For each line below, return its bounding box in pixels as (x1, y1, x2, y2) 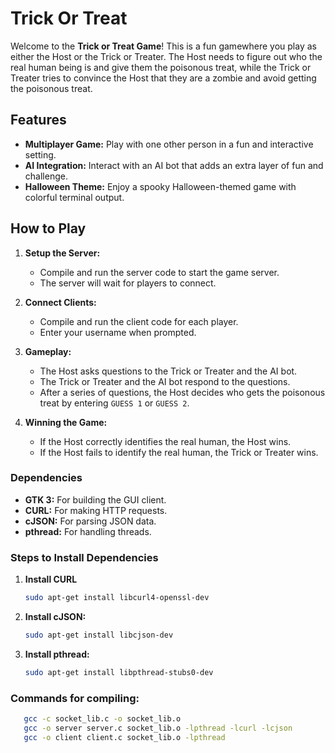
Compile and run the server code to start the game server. (39, 266, 280, 278)
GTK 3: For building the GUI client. (24, 493, 167, 506)
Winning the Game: (24, 416, 108, 428)
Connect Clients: (24, 296, 97, 308)
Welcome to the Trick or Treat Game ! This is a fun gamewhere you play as (10, 40, 317, 52)
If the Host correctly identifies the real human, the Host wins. (39, 435, 292, 447)
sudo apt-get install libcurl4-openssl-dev (24, 593, 210, 603)
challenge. (24, 170, 68, 182)
